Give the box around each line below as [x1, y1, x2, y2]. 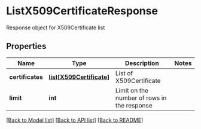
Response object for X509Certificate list [6, 24, 105, 31]
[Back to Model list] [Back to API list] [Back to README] [6, 116, 144, 124]
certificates [9, 73, 43, 81]
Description [124, 59, 160, 67]
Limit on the [115, 86, 148, 94]
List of [115, 69, 133, 77]
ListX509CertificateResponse [6, 4, 159, 18]
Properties [6, 41, 47, 51]
